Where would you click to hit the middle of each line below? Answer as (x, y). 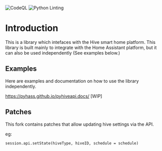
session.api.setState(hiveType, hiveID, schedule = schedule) (72, 143)
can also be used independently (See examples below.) (63, 53)
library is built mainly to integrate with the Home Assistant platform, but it (81, 47)
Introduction (32, 28)
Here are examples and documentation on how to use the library (72, 81)
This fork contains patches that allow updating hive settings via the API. (79, 124)
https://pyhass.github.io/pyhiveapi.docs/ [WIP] (54, 96)
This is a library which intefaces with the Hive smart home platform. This (80, 42)
